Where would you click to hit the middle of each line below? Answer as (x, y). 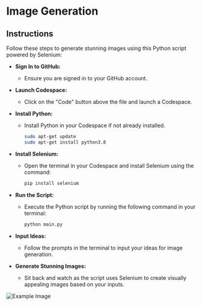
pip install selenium (51, 183)
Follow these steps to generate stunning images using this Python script (96, 48)
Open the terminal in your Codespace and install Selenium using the (109, 165)
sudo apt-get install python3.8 (65, 142)
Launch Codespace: (41, 90)
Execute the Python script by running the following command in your (110, 207)
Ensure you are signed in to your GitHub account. (86, 78)
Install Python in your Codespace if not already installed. (95, 125)
